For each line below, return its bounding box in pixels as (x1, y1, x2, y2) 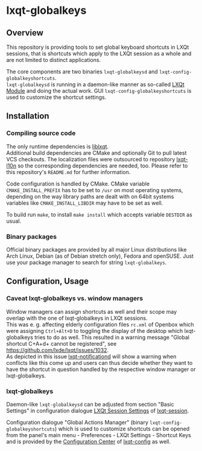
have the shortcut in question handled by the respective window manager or (6, 365, 196, 373)
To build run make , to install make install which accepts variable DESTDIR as (6, 211, 193, 218)
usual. (6, 217, 22, 225)
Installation (6, 111, 49, 121)
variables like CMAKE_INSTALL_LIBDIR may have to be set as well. (6, 199, 163, 207)
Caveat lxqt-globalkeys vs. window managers (6, 294, 144, 303)
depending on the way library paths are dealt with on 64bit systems (6, 193, 174, 200)
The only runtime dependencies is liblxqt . (6, 143, 109, 150)
